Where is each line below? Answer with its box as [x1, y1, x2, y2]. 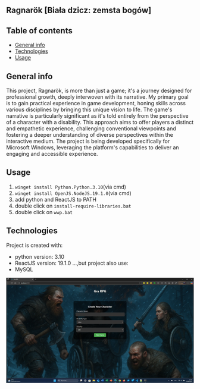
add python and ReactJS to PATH [14, 196, 97, 203]
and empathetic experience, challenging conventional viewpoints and [6, 125, 177, 132]
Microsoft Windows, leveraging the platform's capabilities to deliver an [6, 144, 180, 151]
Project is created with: [6, 241, 63, 249]
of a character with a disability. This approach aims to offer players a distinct [6, 119, 194, 126]
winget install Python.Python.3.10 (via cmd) [14, 183, 127, 190]
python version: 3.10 [14, 253, 64, 260]
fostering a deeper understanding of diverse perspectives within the [6, 131, 174, 139]
